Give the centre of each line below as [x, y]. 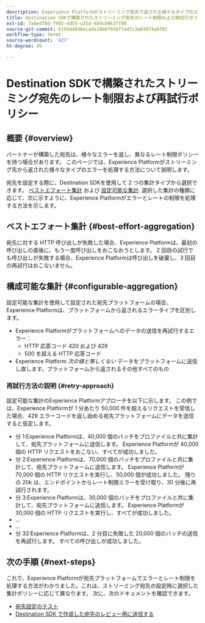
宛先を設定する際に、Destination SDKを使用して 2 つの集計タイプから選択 [99, 182]
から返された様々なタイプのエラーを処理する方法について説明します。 [105, 169]
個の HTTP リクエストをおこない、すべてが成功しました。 [88, 451]
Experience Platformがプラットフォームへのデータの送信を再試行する [102, 330]
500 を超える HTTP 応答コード [63, 353]
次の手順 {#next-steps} [51, 562]
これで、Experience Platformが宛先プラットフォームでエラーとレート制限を [101, 578]
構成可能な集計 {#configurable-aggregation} [92, 287]
